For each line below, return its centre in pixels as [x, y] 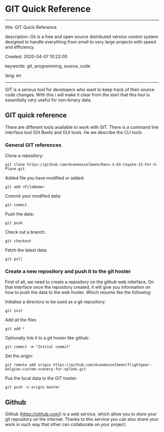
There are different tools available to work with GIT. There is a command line [82, 127]
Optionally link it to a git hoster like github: [47, 338]
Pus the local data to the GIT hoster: [41, 378]
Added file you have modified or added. [45, 178]
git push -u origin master [32, 387]
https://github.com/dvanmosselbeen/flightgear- [102, 365]
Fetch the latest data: [26, 250]
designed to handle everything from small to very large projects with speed [81, 42]
